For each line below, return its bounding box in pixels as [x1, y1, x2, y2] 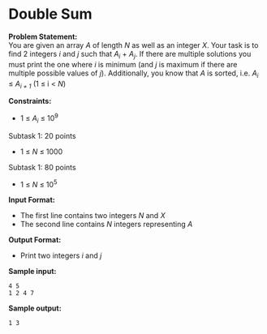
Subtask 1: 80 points [8, 162, 76, 172]
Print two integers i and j [19, 250, 102, 260]
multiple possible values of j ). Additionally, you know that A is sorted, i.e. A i [8, 68, 259, 79]
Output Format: [8, 235, 62, 245]
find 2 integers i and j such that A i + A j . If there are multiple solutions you [8, 49, 252, 61]
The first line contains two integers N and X [19, 211, 166, 221]
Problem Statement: [8, 32, 78, 41]
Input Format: [8, 195, 55, 205]
